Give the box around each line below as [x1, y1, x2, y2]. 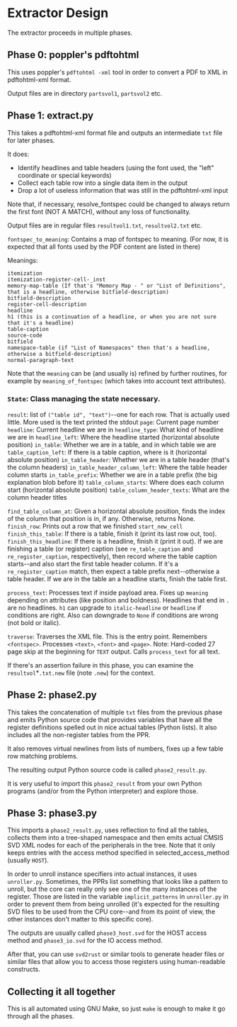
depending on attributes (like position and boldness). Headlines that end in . [7, 595, 230, 604]
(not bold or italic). [7, 618, 62, 627]
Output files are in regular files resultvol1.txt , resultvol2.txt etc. [7, 221, 202, 230]
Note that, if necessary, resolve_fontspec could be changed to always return [7, 200, 230, 208]
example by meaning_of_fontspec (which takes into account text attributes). [7, 376, 226, 385]
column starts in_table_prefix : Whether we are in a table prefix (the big [7, 470, 218, 479]
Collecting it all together [7, 985, 116, 997]
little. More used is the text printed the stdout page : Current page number [7, 417, 219, 426]
